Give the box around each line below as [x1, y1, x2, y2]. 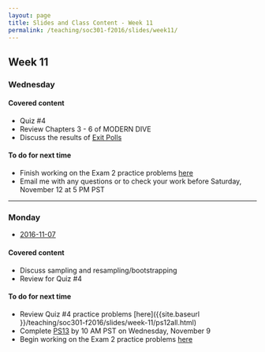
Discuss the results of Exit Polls [19, 132, 122, 142]
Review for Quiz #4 [19, 273, 83, 283]
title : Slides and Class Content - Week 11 [8, 19, 154, 27]
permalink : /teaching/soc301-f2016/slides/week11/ [8, 26, 178, 34]
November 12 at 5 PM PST [19, 185, 105, 195]
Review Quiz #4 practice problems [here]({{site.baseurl [19, 309, 200, 319]
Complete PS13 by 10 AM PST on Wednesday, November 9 [19, 326, 211, 335]
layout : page [8, 11, 51, 20]
